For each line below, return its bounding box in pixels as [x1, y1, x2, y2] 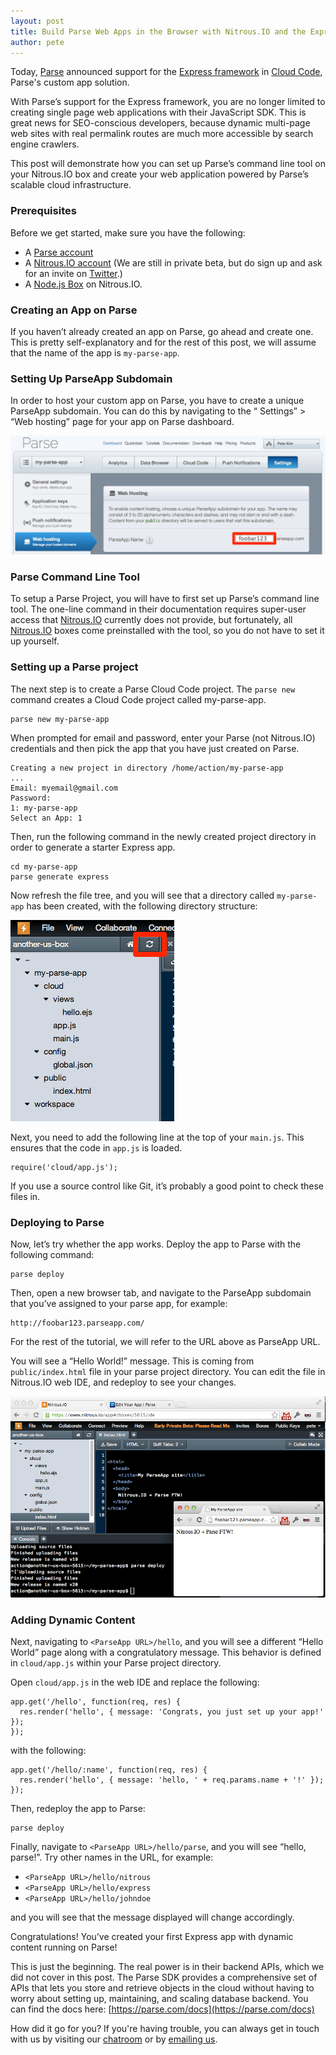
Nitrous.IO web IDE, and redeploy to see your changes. [10, 1376, 237, 1388]
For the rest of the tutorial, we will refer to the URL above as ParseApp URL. [10, 1335, 321, 1347]
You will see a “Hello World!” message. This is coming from [10, 1355, 255, 1367]
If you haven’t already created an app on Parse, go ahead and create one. [10, 325, 314, 337]
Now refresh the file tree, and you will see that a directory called [10, 889, 275, 901]
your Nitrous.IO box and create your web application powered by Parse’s [10, 168, 309, 180]
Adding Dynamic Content [10, 1613, 136, 1627]
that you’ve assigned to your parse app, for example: [10, 1297, 228, 1309]
